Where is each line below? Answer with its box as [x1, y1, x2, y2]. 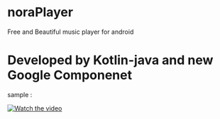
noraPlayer [7, 4, 73, 20]
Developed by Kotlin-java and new [7, 52, 214, 68]
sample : [7, 90, 33, 99]
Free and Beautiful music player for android [7, 27, 134, 36]
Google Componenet [7, 68, 133, 83]
